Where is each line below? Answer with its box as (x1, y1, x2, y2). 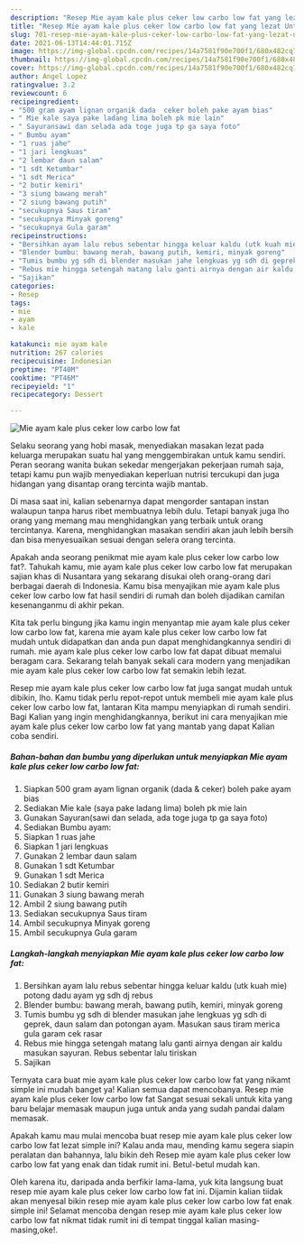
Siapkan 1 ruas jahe (23, 832, 96, 843)
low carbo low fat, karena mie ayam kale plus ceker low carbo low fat (10, 627, 267, 638)
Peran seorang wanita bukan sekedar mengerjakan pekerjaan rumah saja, (10, 459, 284, 470)
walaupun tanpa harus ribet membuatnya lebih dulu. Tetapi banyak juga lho (10, 506, 290, 517)
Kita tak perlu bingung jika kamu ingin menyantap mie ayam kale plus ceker (10, 617, 290, 628)
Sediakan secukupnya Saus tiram (23, 908, 148, 919)
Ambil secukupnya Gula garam (23, 927, 138, 938)
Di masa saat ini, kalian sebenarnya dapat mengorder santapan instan (10, 496, 270, 507)
